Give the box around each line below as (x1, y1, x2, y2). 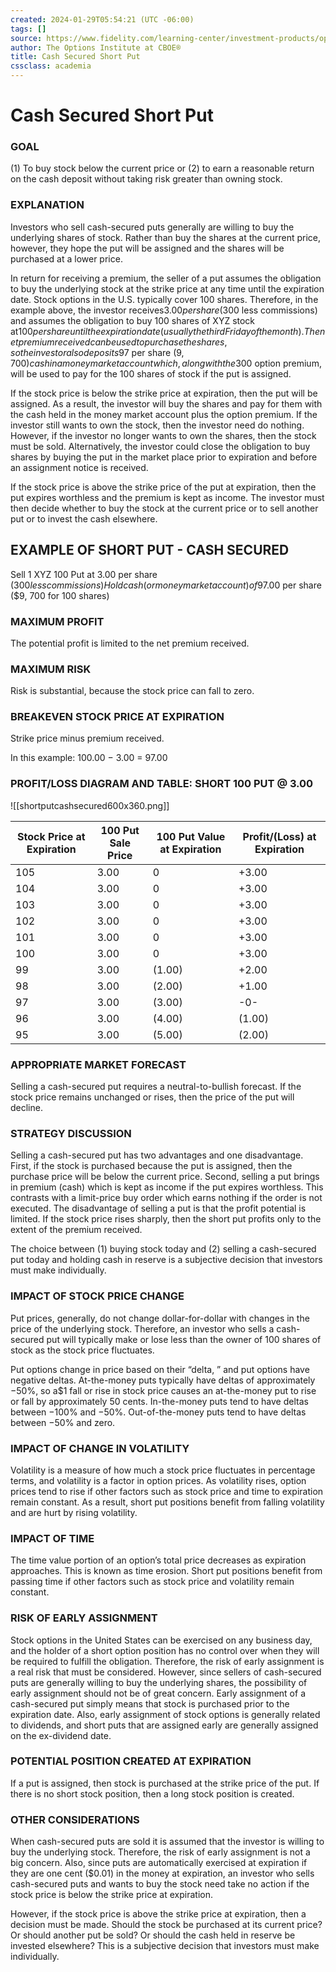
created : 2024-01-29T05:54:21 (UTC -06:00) (10, 14, 195, 25)
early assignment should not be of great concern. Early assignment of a (10, 1687, 306, 1699)
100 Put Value (156, 829, 226, 843)
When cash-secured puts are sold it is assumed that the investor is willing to (10, 1836, 325, 1848)
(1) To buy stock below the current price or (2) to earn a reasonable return (10, 162, 315, 175)
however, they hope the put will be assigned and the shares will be (10, 242, 285, 254)
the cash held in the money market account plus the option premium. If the (10, 408, 318, 420)
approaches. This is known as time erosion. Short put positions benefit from (10, 1565, 323, 1577)
